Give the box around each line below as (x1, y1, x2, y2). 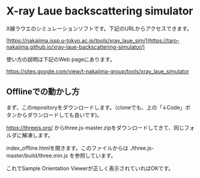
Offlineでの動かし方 (6, 87, 80, 97)
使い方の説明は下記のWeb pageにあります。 (6, 55, 115, 63)
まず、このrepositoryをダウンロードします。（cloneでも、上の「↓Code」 (6, 103, 186, 111)
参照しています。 (74, 152, 117, 159)
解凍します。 (22, 131, 53, 139)
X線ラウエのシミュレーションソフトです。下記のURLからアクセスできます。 (6, 25, 192, 32)
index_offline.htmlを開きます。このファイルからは (6, 144, 129, 152)
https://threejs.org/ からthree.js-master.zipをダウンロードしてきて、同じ (6, 124, 184, 131)
